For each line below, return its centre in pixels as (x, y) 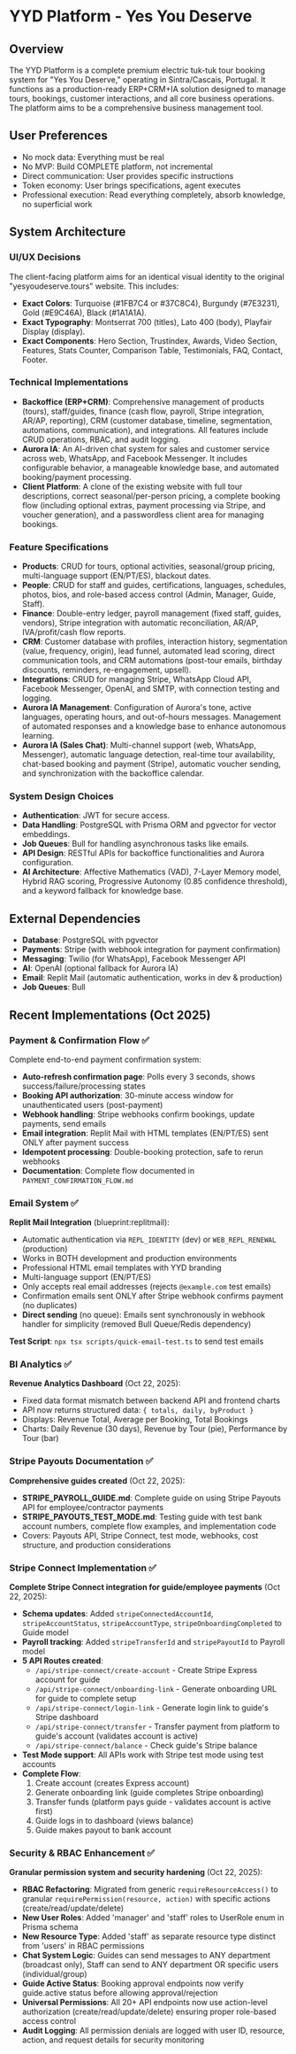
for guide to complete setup (86, 1699)
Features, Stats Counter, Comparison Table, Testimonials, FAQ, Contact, (152, 350)
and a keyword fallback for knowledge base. (102, 891)
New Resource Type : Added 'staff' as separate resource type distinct (149, 1936)
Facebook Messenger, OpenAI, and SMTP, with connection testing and (151, 689)
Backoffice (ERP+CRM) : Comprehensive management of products (143, 401)
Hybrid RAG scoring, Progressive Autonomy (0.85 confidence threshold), (155, 881)
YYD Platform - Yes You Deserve (131, 16)
